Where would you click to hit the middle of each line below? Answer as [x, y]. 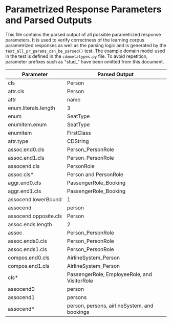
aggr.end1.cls [25, 191]
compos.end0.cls [29, 257]
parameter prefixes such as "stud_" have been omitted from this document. [85, 61]
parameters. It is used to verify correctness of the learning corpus [75, 40]
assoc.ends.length [30, 224]
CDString [78, 141]
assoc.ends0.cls [28, 241]
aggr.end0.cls [25, 183]
